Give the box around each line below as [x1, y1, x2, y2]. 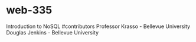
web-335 [6, 3, 53, 17]
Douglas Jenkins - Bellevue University [6, 29, 99, 36]
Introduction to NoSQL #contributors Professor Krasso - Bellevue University [6, 23, 191, 30]
